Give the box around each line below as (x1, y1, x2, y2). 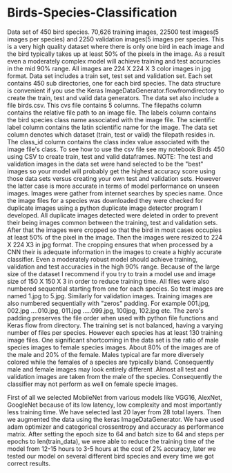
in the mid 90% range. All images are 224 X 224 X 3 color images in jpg (7, 64, 211, 73)
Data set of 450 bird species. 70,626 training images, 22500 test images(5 (7, 28, 220, 36)
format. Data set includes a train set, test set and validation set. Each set (7, 71, 213, 80)
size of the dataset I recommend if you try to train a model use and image (7, 269, 216, 278)
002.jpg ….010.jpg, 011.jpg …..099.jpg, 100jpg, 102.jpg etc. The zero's (7, 306, 204, 315)
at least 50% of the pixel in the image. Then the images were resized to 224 (7, 233, 223, 241)
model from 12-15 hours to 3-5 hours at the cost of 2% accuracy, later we (7, 444, 216, 453)
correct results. (7, 459, 50, 467)
